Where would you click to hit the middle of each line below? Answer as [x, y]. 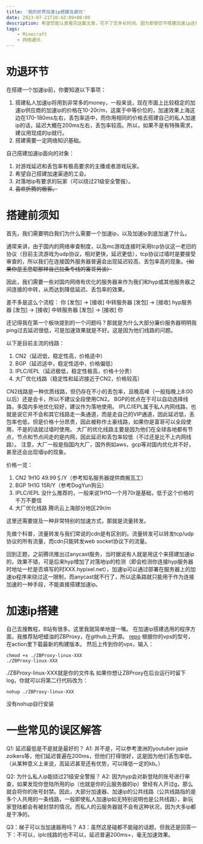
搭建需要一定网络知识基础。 [50, 140]
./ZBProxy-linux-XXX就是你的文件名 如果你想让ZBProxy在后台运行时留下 [96, 673]
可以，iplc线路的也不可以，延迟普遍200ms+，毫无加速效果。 [98, 834]
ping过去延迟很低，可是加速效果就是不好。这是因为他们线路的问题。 [91, 330]
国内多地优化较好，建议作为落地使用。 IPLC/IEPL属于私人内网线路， [107, 407]
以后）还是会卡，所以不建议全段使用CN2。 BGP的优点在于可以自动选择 [95, 399]
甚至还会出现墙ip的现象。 [38, 452]
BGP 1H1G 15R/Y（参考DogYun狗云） [61, 485]
